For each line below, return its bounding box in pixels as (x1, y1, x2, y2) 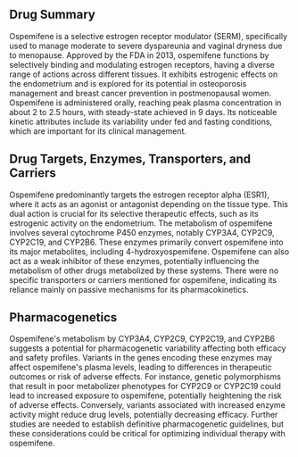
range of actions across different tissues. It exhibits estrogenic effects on (9, 69, 278, 79)
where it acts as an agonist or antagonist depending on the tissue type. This (9, 198, 288, 209)
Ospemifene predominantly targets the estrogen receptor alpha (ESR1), (9, 189, 270, 200)
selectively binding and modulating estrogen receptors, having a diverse (9, 59, 275, 70)
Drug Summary (9, 7, 95, 22)
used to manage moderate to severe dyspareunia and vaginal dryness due (9, 40, 283, 51)
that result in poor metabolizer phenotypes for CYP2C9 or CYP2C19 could (9, 381, 281, 392)
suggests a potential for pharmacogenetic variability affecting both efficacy (9, 343, 286, 353)
